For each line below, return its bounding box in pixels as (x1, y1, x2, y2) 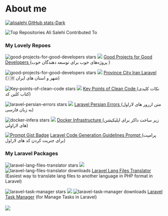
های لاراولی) (5, 123, 28, 129)
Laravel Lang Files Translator (91, 167, 151, 173)
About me (5, 3, 47, 15)
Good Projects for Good (103, 54, 152, 60)
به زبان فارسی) (5, 106, 34, 113)
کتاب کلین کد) (5, 91, 31, 97)
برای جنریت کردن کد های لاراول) (5, 138, 66, 144)
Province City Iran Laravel (103, 70, 156, 76)
